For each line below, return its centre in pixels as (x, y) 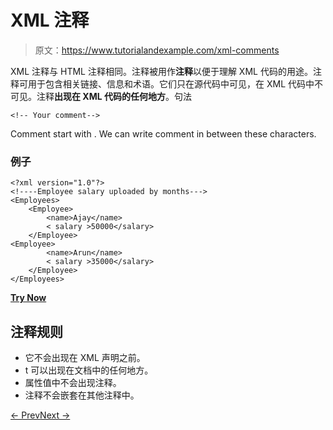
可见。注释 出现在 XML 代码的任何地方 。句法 (101, 96)
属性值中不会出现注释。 (73, 383)
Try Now (28, 298)
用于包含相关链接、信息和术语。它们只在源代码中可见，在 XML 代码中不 (175, 83)
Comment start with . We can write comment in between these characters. (163, 133)
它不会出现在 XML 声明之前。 (85, 358)
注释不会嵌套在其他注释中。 (82, 395)
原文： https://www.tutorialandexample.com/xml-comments (157, 50)
